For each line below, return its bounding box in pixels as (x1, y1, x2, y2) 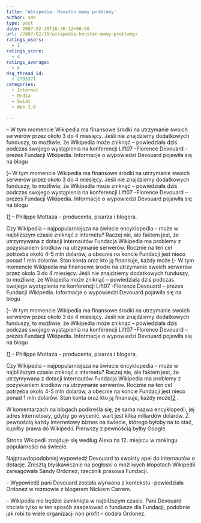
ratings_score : (6, 48, 44, 54)
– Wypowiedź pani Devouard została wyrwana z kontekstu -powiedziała (6, 479, 184, 486)
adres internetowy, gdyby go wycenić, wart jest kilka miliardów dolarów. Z (6, 412, 189, 419)
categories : (6, 82, 36, 88)
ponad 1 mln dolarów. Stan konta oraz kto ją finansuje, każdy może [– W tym (6, 256, 194, 264)
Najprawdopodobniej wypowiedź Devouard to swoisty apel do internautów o (6, 454, 195, 462)
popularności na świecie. (6, 443, 68, 450)
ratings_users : (6, 37, 44, 43)
